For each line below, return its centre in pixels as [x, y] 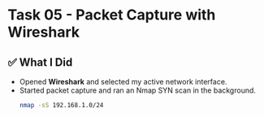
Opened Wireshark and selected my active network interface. [123, 82]
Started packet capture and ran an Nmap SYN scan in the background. [138, 90]
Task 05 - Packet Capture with [112, 15]
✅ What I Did [40, 62]
